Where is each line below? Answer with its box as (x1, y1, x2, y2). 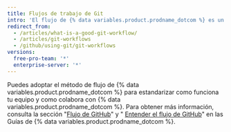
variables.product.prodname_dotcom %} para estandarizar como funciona (7, 88, 219, 96)
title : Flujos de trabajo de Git (7, 10, 104, 17)
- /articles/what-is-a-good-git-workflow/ (13, 29, 138, 37)
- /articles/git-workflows (13, 36, 91, 43)
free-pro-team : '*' (13, 55, 70, 62)
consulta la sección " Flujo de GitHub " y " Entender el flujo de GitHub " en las (7, 110, 223, 118)
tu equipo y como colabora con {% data (7, 95, 121, 104)
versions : (7, 49, 36, 56)
